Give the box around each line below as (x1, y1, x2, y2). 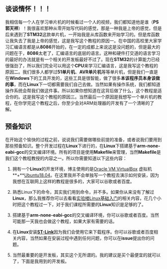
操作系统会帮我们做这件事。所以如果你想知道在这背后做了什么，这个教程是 (5, 87, 158, 93)
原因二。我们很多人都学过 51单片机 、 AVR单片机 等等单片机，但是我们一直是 (5, 69, 158, 75)
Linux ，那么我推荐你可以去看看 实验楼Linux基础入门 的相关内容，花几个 (12, 195, 158, 201)
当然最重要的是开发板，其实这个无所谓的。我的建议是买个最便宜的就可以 (12, 252, 161, 258)
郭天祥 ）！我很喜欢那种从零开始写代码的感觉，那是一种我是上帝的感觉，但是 (5, 25, 162, 31)
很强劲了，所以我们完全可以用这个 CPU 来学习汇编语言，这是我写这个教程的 (5, 62, 158, 68)
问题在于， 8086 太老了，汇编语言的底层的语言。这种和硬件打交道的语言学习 (5, 50, 161, 56)
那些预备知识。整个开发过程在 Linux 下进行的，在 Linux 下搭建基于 (5, 143, 138, 149)
